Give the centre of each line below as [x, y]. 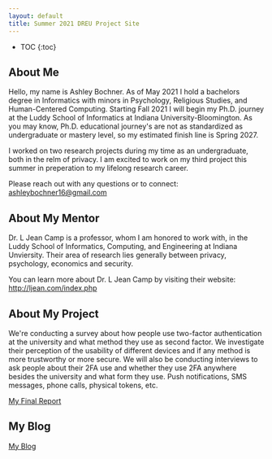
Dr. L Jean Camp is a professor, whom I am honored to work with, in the [128, 238]
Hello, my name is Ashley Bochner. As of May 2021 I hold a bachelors [124, 92]
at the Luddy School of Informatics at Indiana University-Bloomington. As [131, 118]
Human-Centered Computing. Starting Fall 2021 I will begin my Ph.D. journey [136, 109]
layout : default [36, 16]
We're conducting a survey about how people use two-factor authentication [135, 333]
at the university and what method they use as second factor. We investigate [136, 342]
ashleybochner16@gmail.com [58, 193]
